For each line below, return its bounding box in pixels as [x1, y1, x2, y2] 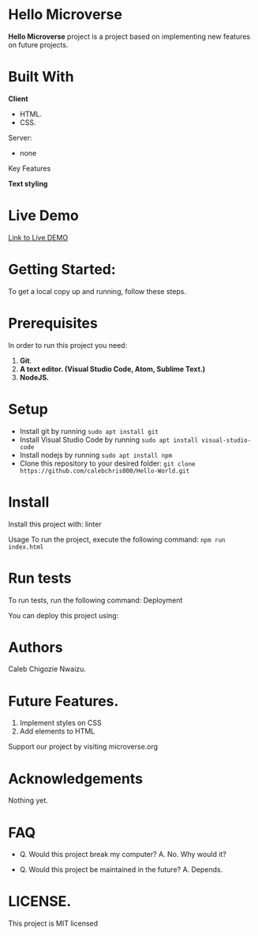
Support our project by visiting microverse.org [8, 742, 159, 752]
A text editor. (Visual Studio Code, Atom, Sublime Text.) [19, 364, 206, 373]
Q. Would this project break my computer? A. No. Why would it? [19, 850, 227, 859]
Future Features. [8, 692, 119, 710]
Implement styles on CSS [19, 718, 103, 728]
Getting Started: [8, 261, 116, 278]
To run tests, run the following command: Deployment [8, 595, 183, 605]
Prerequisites [8, 314, 99, 332]
